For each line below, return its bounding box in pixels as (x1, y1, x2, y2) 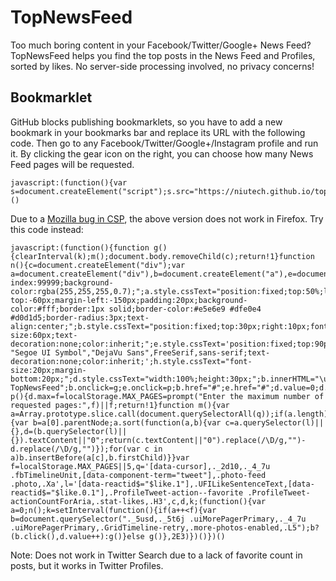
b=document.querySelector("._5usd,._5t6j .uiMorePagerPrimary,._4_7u (10, 514, 307, 524)
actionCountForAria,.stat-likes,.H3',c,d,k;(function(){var (10, 496, 267, 506)
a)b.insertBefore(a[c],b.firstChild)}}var (10, 452, 190, 463)
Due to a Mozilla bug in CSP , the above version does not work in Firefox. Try (10, 212, 324, 225)
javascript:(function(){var (10, 177, 128, 188)
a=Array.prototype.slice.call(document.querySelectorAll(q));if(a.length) (10, 409, 329, 419)
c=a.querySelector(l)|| (224, 417, 325, 428)
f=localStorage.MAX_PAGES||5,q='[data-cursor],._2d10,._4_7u (10, 461, 271, 471)
